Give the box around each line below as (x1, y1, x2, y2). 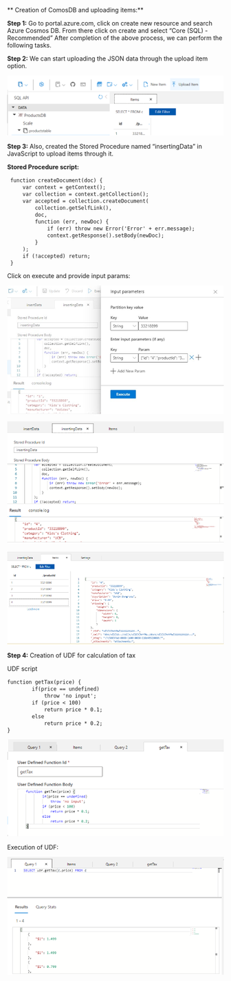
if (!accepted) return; (22, 253, 91, 260)
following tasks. (7, 41, 52, 49)
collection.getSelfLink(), (34, 204, 112, 212)
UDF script (7, 664, 38, 673)
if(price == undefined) (32, 685, 100, 693)
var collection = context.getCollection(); (22, 191, 149, 198)
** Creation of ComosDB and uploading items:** (7, 6, 144, 14)
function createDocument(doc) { (10, 177, 103, 184)
